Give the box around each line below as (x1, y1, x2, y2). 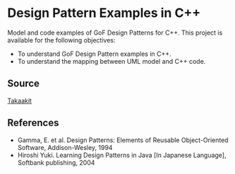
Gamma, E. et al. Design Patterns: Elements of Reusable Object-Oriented (17, 136, 229, 144)
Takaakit (7, 96, 32, 105)
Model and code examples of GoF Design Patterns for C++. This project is (7, 28, 223, 37)
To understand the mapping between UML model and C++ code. (17, 57, 206, 65)
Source (7, 78, 40, 90)
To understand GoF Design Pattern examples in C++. (17, 50, 171, 58)
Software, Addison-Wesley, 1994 (17, 143, 113, 151)
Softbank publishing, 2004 (17, 158, 95, 167)
